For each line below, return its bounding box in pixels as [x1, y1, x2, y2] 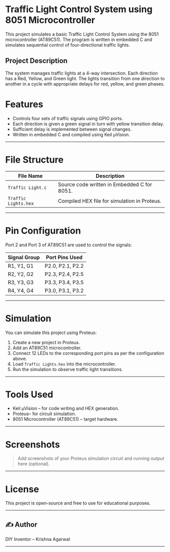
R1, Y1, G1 [8, 262, 34, 269]
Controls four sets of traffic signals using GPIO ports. [12, 115, 123, 121]
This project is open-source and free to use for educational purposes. [5, 500, 151, 506]
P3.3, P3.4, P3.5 [45, 279, 84, 286]
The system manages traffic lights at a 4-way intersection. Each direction [5, 70, 158, 76]
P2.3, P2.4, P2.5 [45, 270, 84, 277]
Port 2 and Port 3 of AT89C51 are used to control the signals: [5, 242, 133, 248]
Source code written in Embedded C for [58, 181, 152, 188]
